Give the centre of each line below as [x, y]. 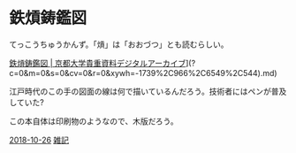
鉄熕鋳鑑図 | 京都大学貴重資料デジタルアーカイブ [98, 63]
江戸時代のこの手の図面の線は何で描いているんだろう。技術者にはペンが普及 [148, 91]
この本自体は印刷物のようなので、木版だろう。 [94, 121]
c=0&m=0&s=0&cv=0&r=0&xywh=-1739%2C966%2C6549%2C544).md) [143, 73]
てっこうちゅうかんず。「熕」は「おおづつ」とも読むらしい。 [119, 44]
